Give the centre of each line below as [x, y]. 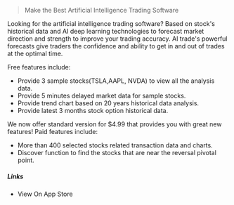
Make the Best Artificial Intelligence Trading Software [102, 10]
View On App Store [45, 194]
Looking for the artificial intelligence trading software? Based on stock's [111, 24]
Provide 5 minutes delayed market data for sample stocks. [102, 95]
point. [26, 160]
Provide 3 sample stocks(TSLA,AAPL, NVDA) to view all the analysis [116, 81]
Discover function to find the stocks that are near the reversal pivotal [117, 153]
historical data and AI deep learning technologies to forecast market [106, 31]
